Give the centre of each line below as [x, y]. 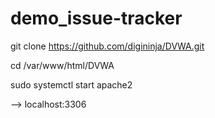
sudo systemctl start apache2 [71, 84]
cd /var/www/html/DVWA [62, 65]
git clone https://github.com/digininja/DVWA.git [107, 46]
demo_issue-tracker [96, 18]
